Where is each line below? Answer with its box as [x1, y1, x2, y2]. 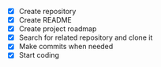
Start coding [18, 51, 60, 60]
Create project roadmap [18, 24, 97, 33]
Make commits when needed [18, 42, 114, 51]
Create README [18, 16, 72, 25]
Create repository [18, 7, 77, 16]
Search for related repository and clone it [18, 33, 153, 42]
